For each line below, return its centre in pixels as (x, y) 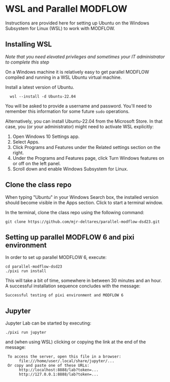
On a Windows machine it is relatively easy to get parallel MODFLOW (77, 72)
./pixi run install (26, 271)
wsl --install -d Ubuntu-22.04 (43, 96)
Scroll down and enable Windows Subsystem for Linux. (70, 169)
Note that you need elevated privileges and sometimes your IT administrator (85, 56)
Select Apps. (26, 142)
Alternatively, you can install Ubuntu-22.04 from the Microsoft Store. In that (84, 121)
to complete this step (27, 62)
